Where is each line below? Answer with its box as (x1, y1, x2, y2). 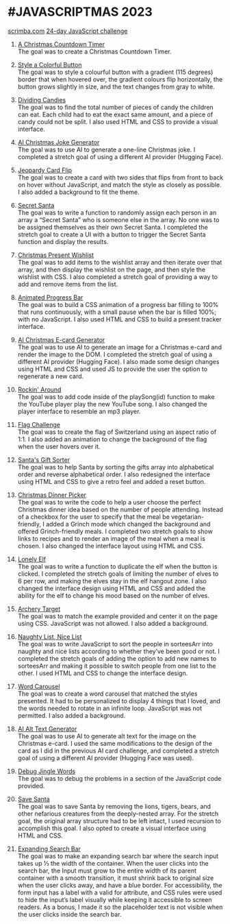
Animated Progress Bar (17, 293, 84, 302)
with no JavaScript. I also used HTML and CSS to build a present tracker (17, 315, 222, 323)
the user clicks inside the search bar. (17, 910, 122, 919)
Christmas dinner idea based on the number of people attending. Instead (17, 505, 223, 513)
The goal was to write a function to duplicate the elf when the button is (17, 562, 218, 570)
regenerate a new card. (17, 372, 84, 380)
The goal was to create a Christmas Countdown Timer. (17, 47, 172, 56)
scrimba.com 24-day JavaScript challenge (8, 27, 128, 35)
